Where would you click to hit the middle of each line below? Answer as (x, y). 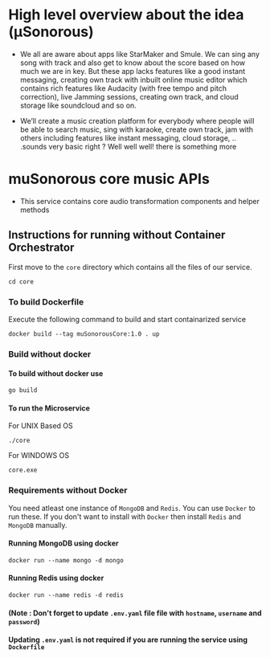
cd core (21, 282)
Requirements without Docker (68, 490)
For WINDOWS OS (39, 456)
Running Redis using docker (56, 578)
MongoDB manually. (38, 525)
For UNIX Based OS (41, 426)
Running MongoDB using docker (63, 543)
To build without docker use (56, 373)
